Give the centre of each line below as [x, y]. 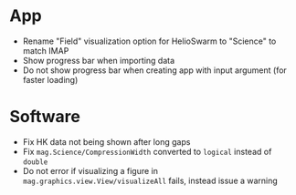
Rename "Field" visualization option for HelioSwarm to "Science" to [149, 41]
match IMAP [46, 50]
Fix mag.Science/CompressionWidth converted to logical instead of [147, 151]
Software [45, 117]
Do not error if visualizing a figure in [90, 170]
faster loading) [50, 79]
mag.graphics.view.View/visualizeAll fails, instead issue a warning [150, 180]
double [35, 162]
